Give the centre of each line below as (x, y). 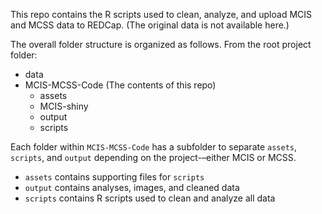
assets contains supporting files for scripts (114, 177)
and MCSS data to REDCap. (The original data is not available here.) (150, 25)
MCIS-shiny (64, 106)
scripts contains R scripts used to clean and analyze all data (150, 198)
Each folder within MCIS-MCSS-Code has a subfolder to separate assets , (154, 147)
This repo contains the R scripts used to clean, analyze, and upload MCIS (161, 14)
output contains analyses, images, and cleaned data (132, 187)
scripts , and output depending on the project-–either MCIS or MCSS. (153, 157)
